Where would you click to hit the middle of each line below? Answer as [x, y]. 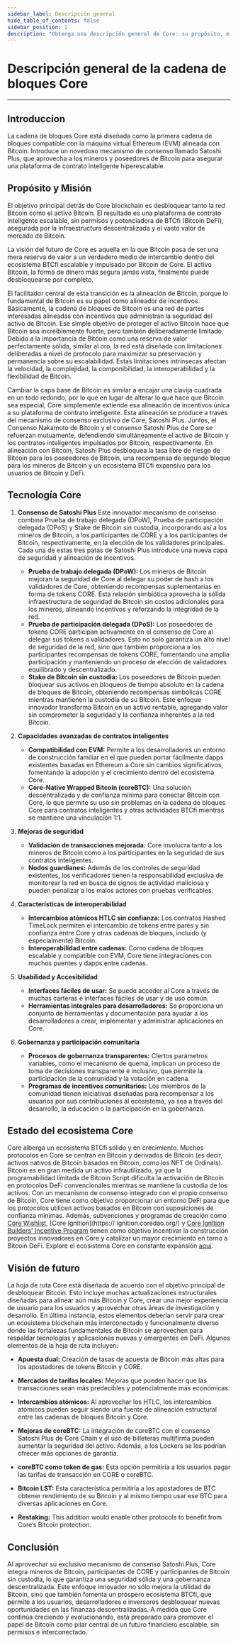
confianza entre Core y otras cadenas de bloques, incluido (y [117, 933]
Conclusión [33, 1547]
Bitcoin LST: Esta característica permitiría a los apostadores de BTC [117, 1488]
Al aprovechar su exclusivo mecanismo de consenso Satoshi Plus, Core [112, 1564]
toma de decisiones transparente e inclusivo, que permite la [115, 1071]
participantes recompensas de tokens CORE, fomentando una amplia [129, 654]
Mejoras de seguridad [50, 831]
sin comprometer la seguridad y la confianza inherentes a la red [121, 715]
